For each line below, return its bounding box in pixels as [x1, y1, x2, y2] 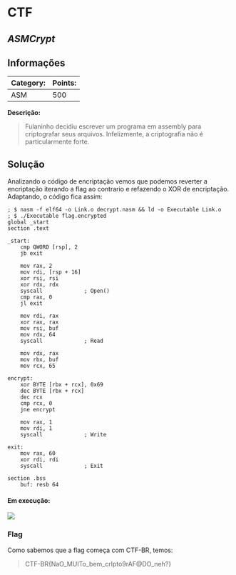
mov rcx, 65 [20, 362, 56, 370]
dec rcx [20, 394, 43, 401]
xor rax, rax [20, 319, 59, 326]
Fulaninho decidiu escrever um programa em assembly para [24, 122, 202, 131]
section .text [7, 225, 50, 232]
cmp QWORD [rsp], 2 [20, 244, 78, 251]
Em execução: [7, 496, 51, 504]
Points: [52, 78, 77, 88]
